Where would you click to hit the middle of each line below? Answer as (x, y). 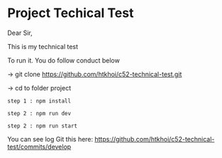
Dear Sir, (20, 33)
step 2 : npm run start (43, 126)
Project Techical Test (71, 13)
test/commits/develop (39, 147)
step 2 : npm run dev (39, 113)
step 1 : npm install (39, 101)
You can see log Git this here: (50, 139)
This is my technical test (43, 46)
